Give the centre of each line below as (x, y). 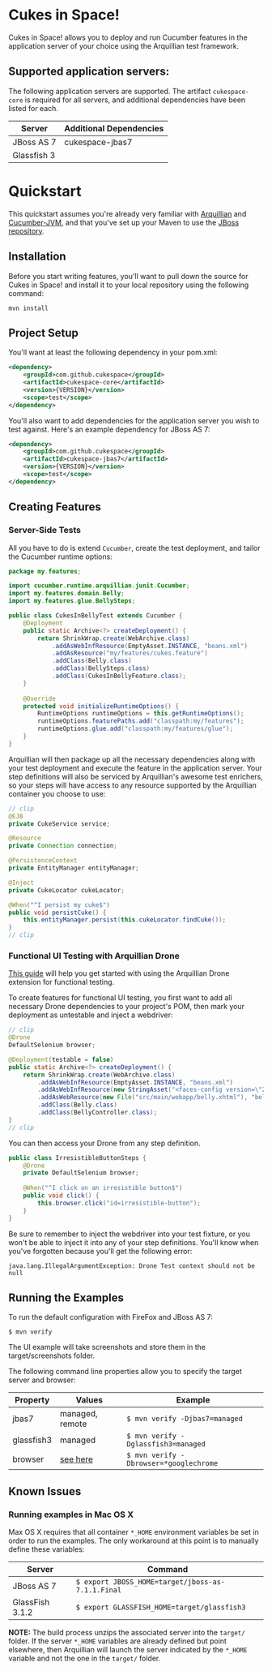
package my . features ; (45, 571)
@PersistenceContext (43, 861)
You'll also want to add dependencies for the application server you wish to (134, 420)
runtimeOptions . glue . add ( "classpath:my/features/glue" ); (135, 729)
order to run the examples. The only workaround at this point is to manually (134, 1541)
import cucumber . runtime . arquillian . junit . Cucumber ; (99, 586)
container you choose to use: (57, 793)
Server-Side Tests (45, 531)
